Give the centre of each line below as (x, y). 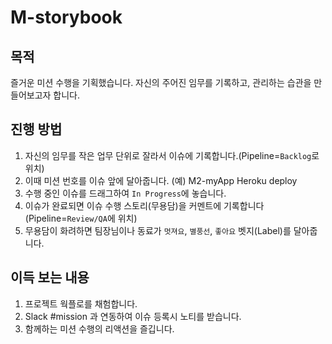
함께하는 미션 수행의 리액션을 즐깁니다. (99, 328)
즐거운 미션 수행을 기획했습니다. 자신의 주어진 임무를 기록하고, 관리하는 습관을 (161, 82)
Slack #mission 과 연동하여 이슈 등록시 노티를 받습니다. (133, 316)
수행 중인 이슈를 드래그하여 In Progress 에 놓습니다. (125, 193)
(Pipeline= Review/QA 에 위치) (81, 218)
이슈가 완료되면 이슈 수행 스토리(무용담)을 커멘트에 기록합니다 (144, 205)
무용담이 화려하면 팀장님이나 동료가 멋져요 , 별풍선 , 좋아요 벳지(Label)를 (158, 230)
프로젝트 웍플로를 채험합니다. (81, 303)
